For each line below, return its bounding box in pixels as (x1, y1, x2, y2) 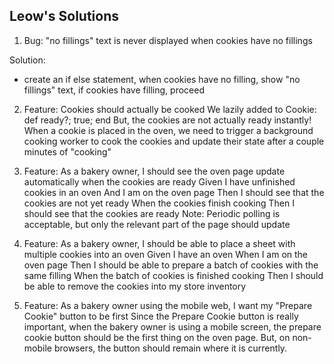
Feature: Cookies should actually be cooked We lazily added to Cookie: (23, 103, 317, 115)
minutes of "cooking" (23, 145, 112, 158)
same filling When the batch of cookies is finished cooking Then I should (23, 269, 324, 281)
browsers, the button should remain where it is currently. (53, 342, 288, 354)
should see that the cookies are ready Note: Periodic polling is (23, 207, 281, 219)
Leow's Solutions (9, 8, 120, 25)
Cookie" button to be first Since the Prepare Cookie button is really (23, 310, 299, 322)
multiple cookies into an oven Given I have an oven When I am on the (23, 248, 309, 260)
